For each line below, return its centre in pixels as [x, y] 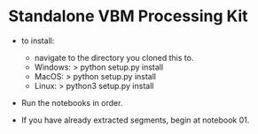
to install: [38, 41]
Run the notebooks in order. [72, 102]
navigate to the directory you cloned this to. [114, 57]
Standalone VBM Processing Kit [129, 16]
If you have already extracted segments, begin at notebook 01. [135, 120]
